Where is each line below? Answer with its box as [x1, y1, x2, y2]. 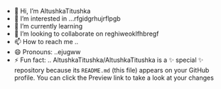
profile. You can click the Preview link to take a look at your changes [14, 73, 215, 82]
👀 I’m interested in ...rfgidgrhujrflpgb [14, 14, 121, 23]
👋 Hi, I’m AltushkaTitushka [14, 7, 91, 15]
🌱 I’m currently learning [14, 22, 83, 30]
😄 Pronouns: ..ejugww [14, 48, 81, 56]
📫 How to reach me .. [14, 38, 79, 46]
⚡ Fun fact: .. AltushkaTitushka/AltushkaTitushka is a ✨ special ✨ [14, 56, 204, 64]
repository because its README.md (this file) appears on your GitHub [14, 66, 210, 74]
